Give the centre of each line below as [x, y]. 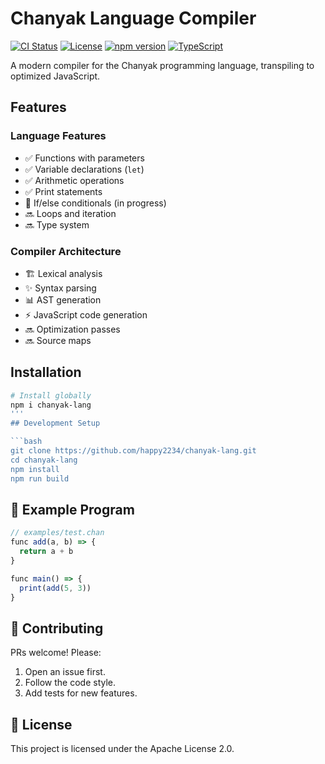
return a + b [46, 552]
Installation [46, 372]
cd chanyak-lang [44, 460]
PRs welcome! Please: [56, 653]
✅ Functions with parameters [84, 158]
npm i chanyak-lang [51, 405]
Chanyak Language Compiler [133, 18]
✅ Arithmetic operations [74, 180]
